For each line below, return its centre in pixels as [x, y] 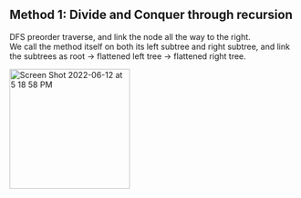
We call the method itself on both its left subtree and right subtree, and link [150, 46]
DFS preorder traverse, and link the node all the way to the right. [130, 36]
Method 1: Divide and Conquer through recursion [151, 15]
